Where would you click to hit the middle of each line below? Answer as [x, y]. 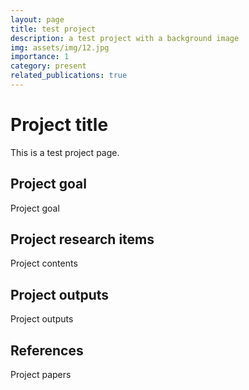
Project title [59, 125]
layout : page [37, 19]
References [47, 350]
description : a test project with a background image [125, 38]
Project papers [41, 375]
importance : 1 [40, 57]
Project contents [44, 263]
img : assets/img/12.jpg [60, 47]
